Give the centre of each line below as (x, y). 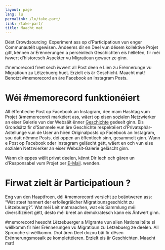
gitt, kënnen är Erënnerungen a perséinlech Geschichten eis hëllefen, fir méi (82, 53)
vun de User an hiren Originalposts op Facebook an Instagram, (92, 133)
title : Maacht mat (24, 28)
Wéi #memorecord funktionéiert (72, 98)
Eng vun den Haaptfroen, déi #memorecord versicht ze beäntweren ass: (79, 197)
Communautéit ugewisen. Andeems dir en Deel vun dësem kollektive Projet (82, 47)
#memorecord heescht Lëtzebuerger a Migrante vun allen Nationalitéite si (80, 222)
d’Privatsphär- (138, 127)
